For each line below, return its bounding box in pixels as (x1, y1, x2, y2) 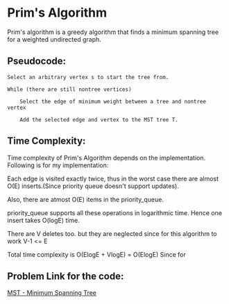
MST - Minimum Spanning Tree (7, 289, 97, 297)
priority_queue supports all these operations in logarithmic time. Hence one (7, 208, 222, 217)
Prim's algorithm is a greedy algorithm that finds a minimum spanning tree (7, 28, 219, 36)
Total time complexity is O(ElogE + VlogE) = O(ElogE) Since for (7, 250, 186, 258)
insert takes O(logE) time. (7, 216, 80, 224)
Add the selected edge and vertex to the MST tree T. (19, 116, 178, 123)
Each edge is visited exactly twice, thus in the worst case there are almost (7, 174, 219, 183)
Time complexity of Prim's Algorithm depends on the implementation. (7, 153, 206, 162)
